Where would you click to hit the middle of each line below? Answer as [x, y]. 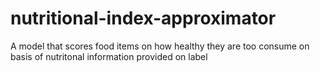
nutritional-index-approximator [143, 18]
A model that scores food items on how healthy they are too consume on [160, 46]
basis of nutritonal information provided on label [109, 56]
